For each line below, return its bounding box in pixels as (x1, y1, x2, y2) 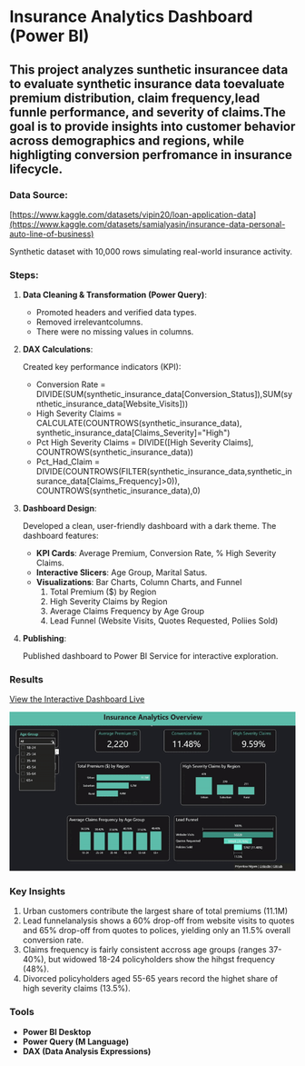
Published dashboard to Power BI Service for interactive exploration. (22, 651, 279, 662)
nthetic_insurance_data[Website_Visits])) (35, 398, 189, 410)
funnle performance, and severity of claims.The (9, 105, 286, 120)
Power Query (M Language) (22, 1036, 130, 1047)
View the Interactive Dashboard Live (9, 693, 145, 705)
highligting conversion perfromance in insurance (9, 147, 293, 163)
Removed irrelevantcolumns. (35, 316, 143, 328)
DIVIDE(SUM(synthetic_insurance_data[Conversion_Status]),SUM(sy (35, 389, 293, 400)
